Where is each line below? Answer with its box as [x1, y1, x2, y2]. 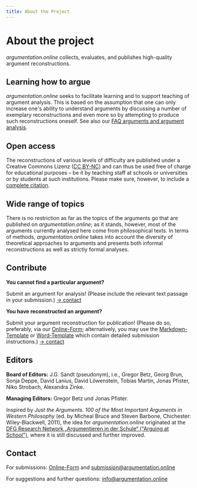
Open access [6, 141, 55, 151]
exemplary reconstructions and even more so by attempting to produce [6, 112, 179, 119]
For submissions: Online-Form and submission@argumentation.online [6, 464, 176, 471]
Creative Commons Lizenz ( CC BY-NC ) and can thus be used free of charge [6, 163, 191, 170]
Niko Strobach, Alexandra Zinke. [6, 383, 84, 390]
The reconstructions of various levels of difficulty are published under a [6, 157, 180, 164]
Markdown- [159, 325, 188, 332]
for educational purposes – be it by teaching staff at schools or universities [6, 169, 188, 176]
